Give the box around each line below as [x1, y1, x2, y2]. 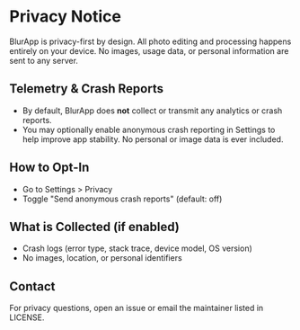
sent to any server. [9, 55, 79, 66]
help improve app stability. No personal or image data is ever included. [22, 133, 284, 145]
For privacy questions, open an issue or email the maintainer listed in [9, 303, 264, 314]
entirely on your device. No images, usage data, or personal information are [9, 45, 289, 56]
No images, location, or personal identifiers [22, 253, 182, 263]
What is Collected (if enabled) [9, 219, 180, 235]
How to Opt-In [9, 160, 90, 175]
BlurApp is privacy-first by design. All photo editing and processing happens [9, 36, 292, 47]
